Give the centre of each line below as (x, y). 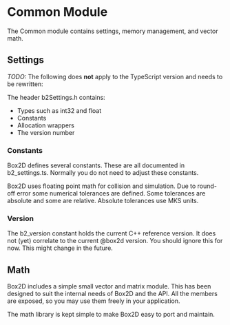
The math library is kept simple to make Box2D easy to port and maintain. (111, 315)
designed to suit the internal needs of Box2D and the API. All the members (113, 294)
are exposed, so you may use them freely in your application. (94, 301)
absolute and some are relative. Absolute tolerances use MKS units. (103, 201)
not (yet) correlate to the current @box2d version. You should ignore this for (115, 241)
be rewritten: (25, 84)
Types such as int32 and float (59, 110)
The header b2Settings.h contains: (56, 97)
